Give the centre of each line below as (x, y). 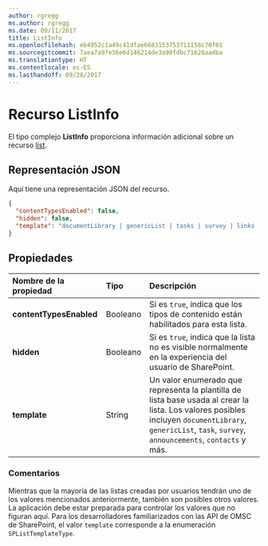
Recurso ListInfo (64, 114)
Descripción (173, 285)
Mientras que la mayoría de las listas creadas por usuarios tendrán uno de (130, 490)
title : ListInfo (35, 38)
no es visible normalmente (199, 347)
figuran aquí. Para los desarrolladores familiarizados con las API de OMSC (130, 516)
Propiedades (41, 259)
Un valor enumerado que (196, 379)
